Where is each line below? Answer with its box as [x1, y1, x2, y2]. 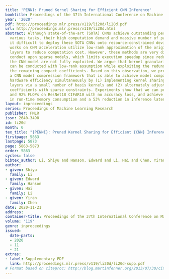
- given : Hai [5, 186, 33, 191]
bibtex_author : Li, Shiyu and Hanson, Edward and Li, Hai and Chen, [5, 158, 152, 163]
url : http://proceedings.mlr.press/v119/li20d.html [5, 26, 116, 31]
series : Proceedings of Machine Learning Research [5, 106, 114, 111]
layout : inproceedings [5, 102, 53, 107]
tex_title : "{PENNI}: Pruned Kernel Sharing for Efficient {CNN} [5, 129, 145, 134]
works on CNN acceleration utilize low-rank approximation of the [10, 45, 152, 50]
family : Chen [10, 200, 37, 205]
